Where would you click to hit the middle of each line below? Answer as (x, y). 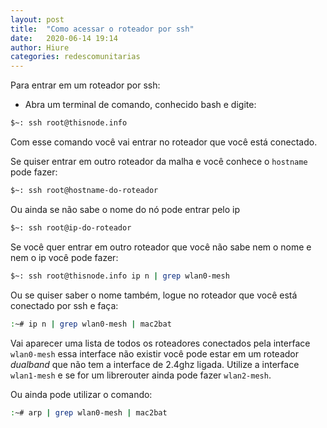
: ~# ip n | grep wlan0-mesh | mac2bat (91, 324)
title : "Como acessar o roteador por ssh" (102, 29)
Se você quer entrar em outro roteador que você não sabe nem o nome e (161, 247)
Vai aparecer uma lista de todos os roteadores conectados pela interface (160, 343)
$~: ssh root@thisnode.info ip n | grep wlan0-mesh (120, 276)
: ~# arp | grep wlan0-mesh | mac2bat (89, 412)
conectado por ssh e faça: (64, 305)
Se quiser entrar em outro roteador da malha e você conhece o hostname (159, 161)
